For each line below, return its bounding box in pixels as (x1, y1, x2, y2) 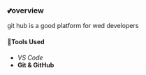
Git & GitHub (17, 60, 54, 69)
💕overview (7, 6, 44, 15)
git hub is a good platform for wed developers (7, 22, 139, 30)
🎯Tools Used (7, 37, 45, 46)
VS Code (17, 53, 43, 62)
